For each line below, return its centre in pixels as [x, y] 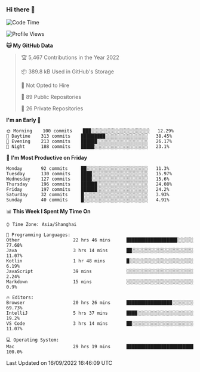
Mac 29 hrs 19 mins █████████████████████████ [100, 347]
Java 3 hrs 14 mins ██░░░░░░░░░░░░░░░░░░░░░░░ [100, 251]
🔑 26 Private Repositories [52, 108]
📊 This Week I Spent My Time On [48, 212]
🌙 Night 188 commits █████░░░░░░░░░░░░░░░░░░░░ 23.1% [88, 147]
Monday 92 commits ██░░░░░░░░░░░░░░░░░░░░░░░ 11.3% [88, 169]
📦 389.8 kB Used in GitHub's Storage [67, 72]
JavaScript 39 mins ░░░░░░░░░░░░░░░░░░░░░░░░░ [100, 272]
